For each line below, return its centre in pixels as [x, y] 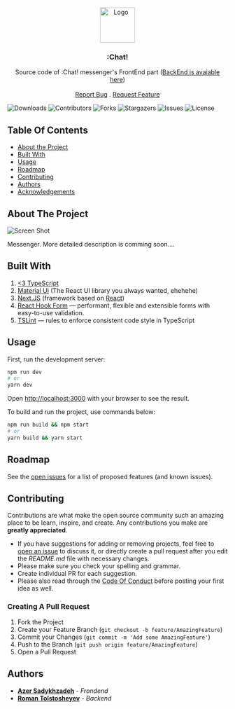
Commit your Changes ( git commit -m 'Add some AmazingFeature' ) [114, 637]
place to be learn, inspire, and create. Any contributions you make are [108, 523]
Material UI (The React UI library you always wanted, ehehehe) [107, 290]
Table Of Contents [48, 130]
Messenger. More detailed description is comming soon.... [91, 244]
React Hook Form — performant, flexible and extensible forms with [114, 305]
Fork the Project [41, 622]
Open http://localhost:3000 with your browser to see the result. [99, 399]
